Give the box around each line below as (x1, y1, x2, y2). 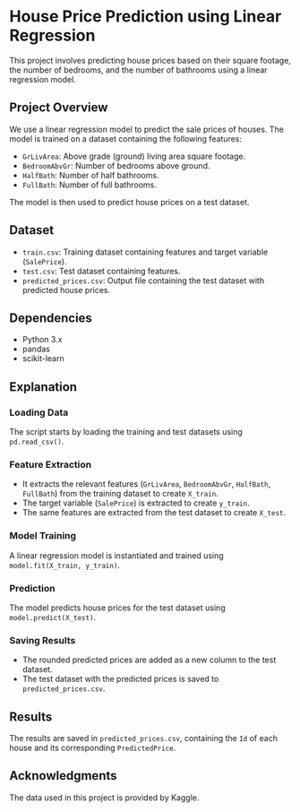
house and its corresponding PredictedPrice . (9, 742, 176, 754)
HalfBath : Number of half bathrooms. (21, 169, 159, 180)
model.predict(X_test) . (9, 611, 97, 622)
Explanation (9, 379, 78, 394)
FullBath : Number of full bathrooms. (21, 179, 157, 190)
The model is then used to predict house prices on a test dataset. (9, 196, 250, 207)
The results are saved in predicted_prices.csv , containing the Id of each (9, 733, 278, 744)
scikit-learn (21, 353, 64, 364)
